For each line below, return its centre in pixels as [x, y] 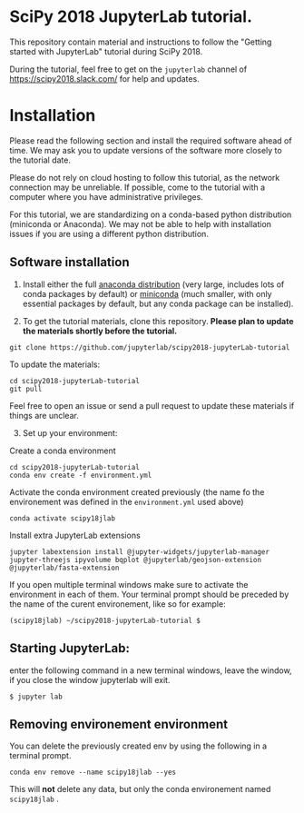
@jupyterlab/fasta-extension [64, 568]
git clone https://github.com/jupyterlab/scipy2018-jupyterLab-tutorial [150, 347]
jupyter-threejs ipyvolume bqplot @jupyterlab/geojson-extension [135, 560]
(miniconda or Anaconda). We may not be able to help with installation [141, 223]
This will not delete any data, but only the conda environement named [140, 789]
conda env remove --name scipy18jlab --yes [93, 773]
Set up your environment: [70, 432]
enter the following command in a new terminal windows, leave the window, [151, 670]
